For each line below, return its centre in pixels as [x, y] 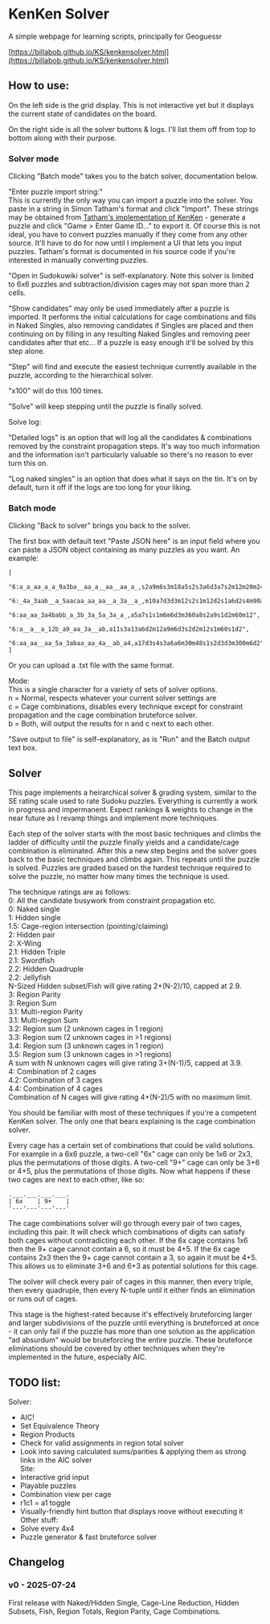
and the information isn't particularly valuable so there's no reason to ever [131, 454]
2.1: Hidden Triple [37, 952]
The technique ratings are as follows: [70, 892]
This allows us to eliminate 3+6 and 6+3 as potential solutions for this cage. [133, 1266]
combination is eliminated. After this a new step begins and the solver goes [133, 851]
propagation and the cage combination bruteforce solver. [103, 715]
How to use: [39, 86]
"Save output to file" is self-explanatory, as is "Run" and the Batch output [129, 739]
